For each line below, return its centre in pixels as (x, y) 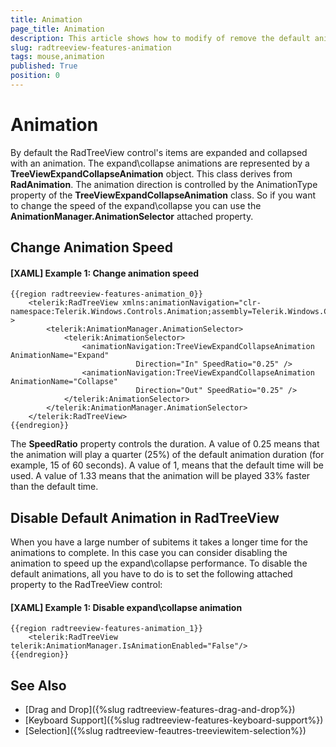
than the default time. (54, 487)
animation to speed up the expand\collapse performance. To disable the (159, 563)
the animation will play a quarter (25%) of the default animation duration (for (167, 455)
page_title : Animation (57, 29)
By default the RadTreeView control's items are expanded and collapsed (159, 152)
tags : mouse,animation (57, 57)
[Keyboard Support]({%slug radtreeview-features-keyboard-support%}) (174, 720)
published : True (44, 66)
